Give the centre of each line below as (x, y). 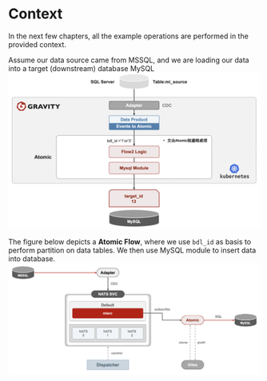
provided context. (37, 44)
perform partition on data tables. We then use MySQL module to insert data (132, 250)
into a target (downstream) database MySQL (82, 68)
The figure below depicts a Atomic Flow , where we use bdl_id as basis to (130, 241)
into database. (32, 258)
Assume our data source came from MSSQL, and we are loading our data (129, 60)
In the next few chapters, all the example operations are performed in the (129, 36)
